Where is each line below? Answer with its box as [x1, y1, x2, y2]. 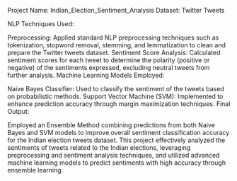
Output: [7, 107, 30, 115]
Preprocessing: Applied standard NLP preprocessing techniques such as [7, 33, 219, 42]
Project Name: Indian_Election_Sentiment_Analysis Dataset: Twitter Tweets [7, 6, 225, 14]
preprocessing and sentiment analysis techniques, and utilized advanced [7, 151, 220, 159]
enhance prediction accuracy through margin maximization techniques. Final [7, 100, 231, 108]
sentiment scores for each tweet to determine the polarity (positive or [7, 56, 210, 64]
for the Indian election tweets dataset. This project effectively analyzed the [7, 136, 226, 144]
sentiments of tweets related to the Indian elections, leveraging [7, 144, 191, 151]
